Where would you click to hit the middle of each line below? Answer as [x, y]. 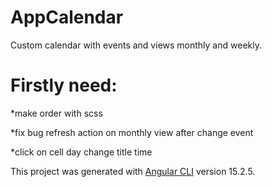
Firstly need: [64, 85]
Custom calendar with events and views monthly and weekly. [136, 45]
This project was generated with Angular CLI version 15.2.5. [133, 171]
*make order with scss [56, 113]
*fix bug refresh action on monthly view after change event [132, 132]
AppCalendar [67, 17]
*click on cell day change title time [81, 152]
